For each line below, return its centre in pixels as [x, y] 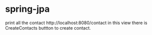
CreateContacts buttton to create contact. [48, 28]
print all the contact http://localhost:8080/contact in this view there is [76, 23]
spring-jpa [27, 9]
